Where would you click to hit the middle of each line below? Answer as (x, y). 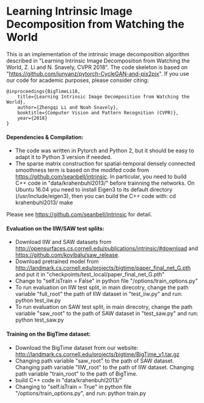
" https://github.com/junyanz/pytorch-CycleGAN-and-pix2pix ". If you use (98, 73)
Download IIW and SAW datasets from (63, 242)
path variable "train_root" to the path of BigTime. (76, 374)
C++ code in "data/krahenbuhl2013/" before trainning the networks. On (105, 183)
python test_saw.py (39, 320)
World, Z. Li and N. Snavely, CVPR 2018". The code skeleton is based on (97, 67)
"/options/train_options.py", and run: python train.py (81, 393)
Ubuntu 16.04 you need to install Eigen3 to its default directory (94, 190)
